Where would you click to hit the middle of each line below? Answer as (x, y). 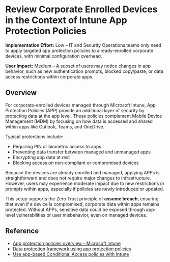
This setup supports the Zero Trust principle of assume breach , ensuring (82, 199)
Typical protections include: (34, 137)
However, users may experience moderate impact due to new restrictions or (85, 183)
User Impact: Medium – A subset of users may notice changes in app (78, 66)
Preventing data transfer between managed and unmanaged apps (82, 152)
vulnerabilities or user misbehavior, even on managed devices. (82, 215)
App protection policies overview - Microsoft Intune (67, 243)
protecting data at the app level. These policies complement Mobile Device (84, 116)
